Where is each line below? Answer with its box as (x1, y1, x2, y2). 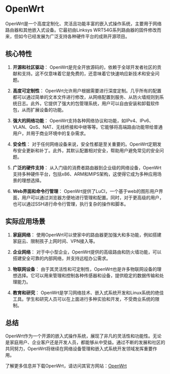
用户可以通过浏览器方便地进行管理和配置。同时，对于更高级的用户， (21, 194, 164, 200)
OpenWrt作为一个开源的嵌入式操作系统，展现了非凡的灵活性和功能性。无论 (5, 333, 162, 339)
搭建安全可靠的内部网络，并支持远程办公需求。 (12, 255, 111, 261)
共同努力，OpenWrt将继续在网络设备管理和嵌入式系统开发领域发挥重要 (5, 346, 153, 352)
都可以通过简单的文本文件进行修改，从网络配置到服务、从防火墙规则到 (12, 94, 160, 100)
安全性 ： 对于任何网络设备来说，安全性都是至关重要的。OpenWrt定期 (12, 141, 157, 147)
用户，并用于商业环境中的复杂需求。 (12, 130, 89, 136)
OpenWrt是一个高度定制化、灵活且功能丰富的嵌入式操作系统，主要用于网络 (5, 20, 162, 26)
